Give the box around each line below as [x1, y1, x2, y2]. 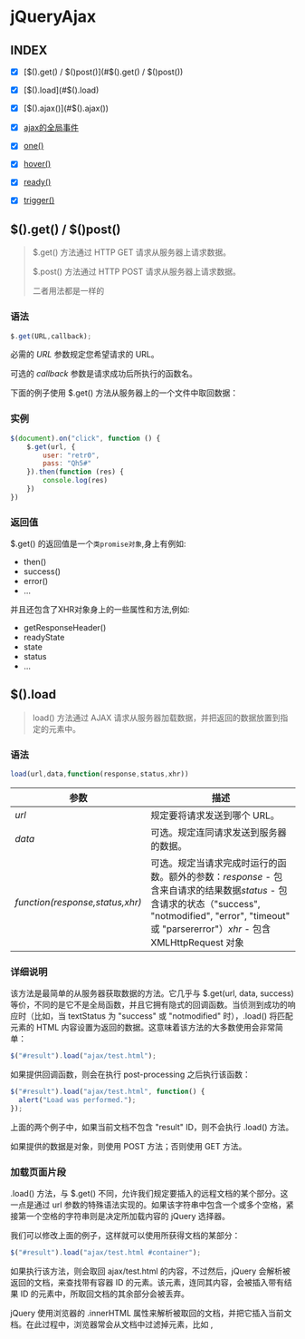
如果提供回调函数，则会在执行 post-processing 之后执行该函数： [10, 1069, 252, 1080]
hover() [23, 159, 52, 170]
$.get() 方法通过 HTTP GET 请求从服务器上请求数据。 [32, 247, 232, 258]
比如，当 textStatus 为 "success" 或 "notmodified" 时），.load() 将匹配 [33, 1011, 293, 1021]
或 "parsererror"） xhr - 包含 [150, 923, 271, 935]
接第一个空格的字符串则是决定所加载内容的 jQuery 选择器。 [10, 1211, 230, 1222]
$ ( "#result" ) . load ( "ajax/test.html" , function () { [10, 1087, 205, 1097]
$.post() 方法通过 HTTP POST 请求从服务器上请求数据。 [32, 266, 241, 278]
